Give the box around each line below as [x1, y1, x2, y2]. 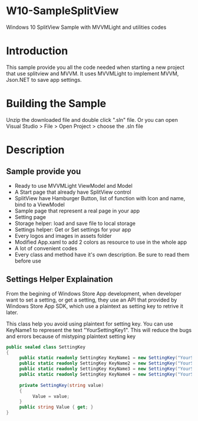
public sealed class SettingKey [6, 344, 85, 350]
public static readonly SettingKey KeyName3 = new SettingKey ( [19, 366, 178, 372]
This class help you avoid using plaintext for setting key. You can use [6, 320, 173, 327]
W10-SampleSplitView [6, 4, 119, 18]
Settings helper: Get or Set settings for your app [14, 226, 131, 233]
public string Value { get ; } [19, 405, 94, 410]
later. [6, 309, 19, 316]
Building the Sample [6, 97, 107, 110]
